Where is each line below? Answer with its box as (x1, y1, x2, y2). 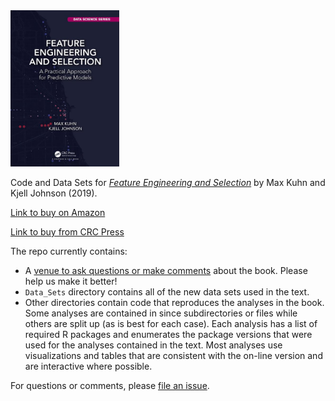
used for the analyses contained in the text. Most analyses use (24, 339, 283, 351)
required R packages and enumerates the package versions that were (24, 329, 313, 340)
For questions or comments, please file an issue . (10, 380, 210, 391)
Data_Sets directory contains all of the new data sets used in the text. (24, 286, 310, 298)
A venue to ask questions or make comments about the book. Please (24, 265, 308, 276)
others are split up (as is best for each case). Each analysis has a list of (24, 318, 318, 329)
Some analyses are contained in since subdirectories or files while (24, 307, 298, 319)
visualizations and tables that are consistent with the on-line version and (24, 350, 323, 361)
